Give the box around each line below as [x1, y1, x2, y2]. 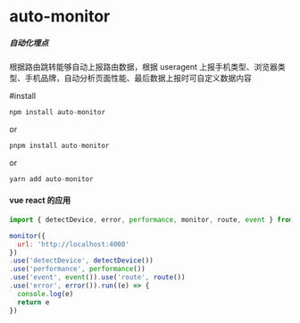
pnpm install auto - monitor [9, 141, 110, 151]
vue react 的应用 [9, 195, 71, 206]
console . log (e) [17, 289, 74, 298]
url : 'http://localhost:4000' [17, 239, 129, 249]
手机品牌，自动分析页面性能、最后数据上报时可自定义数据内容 [24, 73, 252, 84]
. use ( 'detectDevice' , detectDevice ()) [9, 256, 154, 265]
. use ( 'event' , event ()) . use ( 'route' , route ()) [9, 273, 186, 282]
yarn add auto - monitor [9, 174, 94, 184]
